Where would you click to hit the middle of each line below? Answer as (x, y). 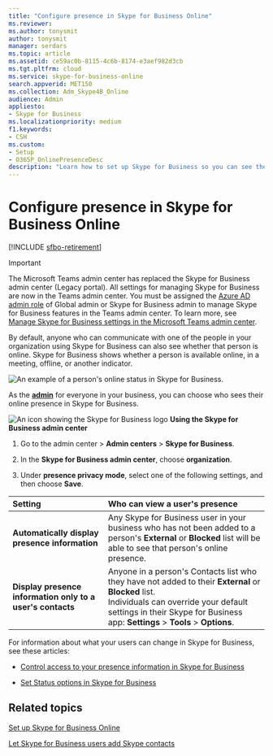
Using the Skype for (204, 419)
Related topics (45, 708)
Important (25, 263)
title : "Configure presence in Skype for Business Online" (110, 16)
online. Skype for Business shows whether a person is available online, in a (134, 355)
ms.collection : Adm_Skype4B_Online (69, 91)
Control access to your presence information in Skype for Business (132, 667)
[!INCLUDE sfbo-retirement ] (55, 247)
